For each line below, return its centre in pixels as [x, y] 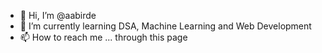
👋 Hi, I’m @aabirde [58, 15]
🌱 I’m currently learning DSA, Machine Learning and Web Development [165, 26]
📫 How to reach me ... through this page [103, 37]
